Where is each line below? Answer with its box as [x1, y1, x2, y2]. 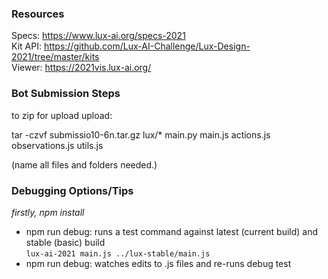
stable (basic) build [25, 236, 106, 248]
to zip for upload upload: [11, 109, 113, 121]
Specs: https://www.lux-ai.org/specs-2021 [11, 30, 186, 42]
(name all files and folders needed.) [11, 158, 158, 171]
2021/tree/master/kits [11, 51, 100, 63]
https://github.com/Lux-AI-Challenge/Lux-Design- [43, 40, 251, 52]
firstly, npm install [11, 206, 85, 218]
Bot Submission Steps [11, 87, 121, 101]
